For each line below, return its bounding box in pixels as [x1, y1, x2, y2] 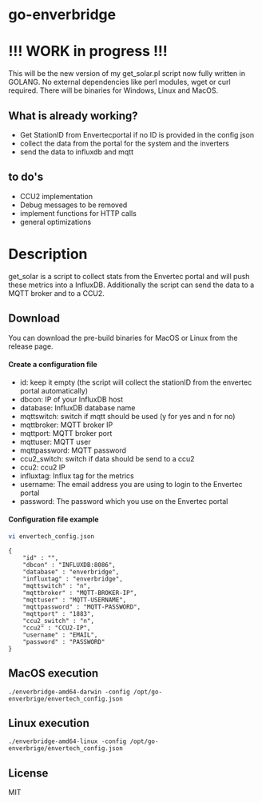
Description [8, 245, 88, 263]
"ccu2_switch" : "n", [22, 617, 94, 625]
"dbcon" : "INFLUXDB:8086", [22, 561, 116, 569]
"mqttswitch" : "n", [22, 581, 91, 589]
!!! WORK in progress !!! [8, 42, 168, 61]
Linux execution [8, 716, 89, 729]
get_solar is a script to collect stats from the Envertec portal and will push [8, 271, 250, 281]
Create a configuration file [8, 360, 97, 370]
